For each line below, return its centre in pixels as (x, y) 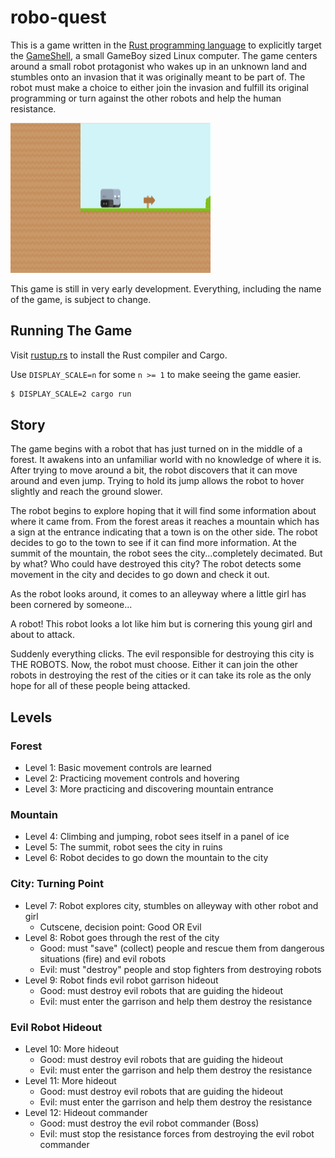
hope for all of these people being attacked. (100, 686)
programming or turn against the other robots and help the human (146, 98)
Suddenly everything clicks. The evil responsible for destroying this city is (162, 654)
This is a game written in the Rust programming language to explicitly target (166, 45)
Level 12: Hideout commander (86, 1113)
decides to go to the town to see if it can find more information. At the (154, 543)
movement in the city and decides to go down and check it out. (140, 575)
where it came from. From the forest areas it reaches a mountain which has (165, 522)
